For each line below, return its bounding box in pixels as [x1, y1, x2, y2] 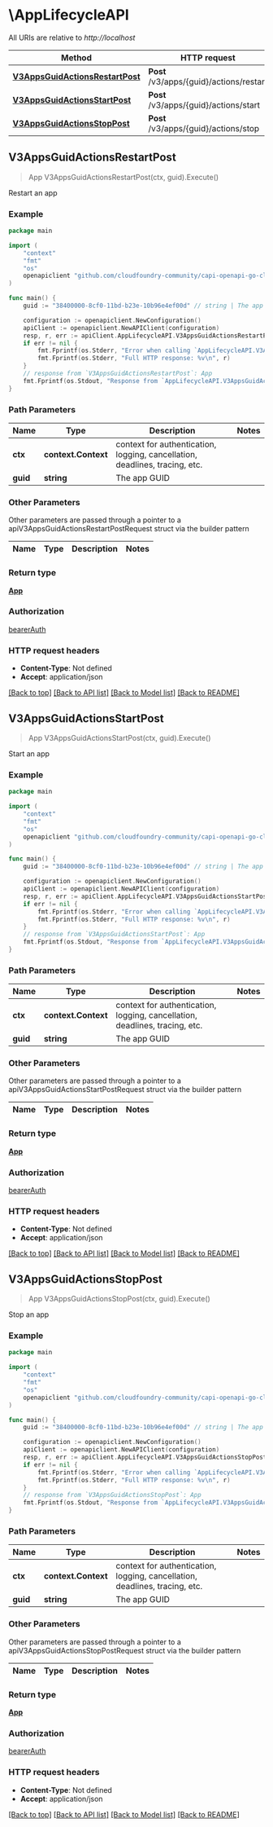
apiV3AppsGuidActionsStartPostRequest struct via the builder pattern [8, 1085, 242, 1094]
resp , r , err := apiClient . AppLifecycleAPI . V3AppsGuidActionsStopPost [23, 1453, 267, 1462]
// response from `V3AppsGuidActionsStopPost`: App [23, 1491, 201, 1499]
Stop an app [8, 1310, 50, 1319]
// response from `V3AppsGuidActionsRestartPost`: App [23, 369, 213, 378]
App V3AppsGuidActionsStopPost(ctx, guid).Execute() [28, 1294, 211, 1304]
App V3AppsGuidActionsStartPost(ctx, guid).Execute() [28, 733, 211, 742]
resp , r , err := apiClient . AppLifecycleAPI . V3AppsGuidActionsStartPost [23, 892, 271, 900]
